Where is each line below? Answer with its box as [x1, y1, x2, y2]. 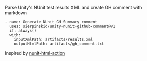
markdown [5, 10, 27, 16]
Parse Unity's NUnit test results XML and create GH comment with [5, 5, 142, 10]
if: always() [9, 28, 37, 33]
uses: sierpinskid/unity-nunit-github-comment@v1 [9, 24, 115, 29]
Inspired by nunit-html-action [5, 50, 65, 56]
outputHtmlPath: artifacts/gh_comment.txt [14, 41, 104, 46]
